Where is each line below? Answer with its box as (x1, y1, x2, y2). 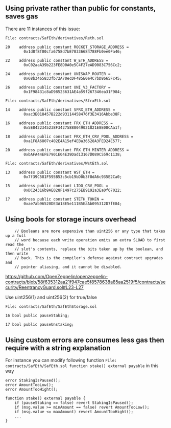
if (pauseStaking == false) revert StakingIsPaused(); (14, 400, 134, 406)
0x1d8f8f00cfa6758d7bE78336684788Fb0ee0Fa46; (23, 49, 123, 54)
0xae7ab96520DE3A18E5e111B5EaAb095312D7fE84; (23, 201, 123, 206)
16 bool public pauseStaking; (5, 313, 70, 318)
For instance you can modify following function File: (5, 357, 117, 364)
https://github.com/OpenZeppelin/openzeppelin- (5, 273, 108, 279)
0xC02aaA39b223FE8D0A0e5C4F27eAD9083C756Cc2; (23, 62, 123, 67)
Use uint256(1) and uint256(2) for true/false (5, 294, 97, 300)
